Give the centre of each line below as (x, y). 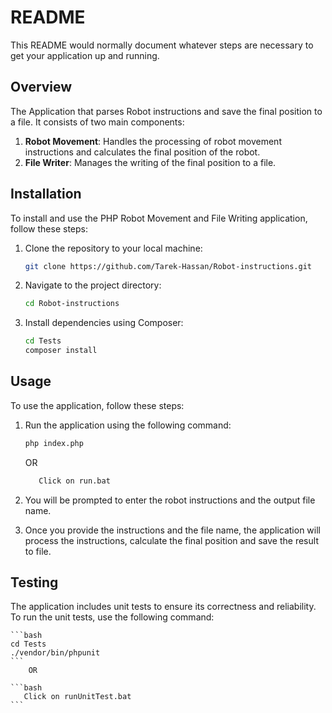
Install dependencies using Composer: (104, 323)
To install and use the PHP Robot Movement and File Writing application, (159, 218)
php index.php (54, 443)
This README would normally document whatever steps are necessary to (162, 45)
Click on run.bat (74, 481)
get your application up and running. (85, 55)
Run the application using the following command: (128, 425)
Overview (41, 87)
